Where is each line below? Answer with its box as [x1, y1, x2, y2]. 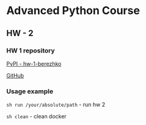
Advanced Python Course [6, 4, 141, 18]
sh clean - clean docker [6, 113, 67, 120]
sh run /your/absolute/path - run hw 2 [6, 101, 106, 109]
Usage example [6, 87, 54, 95]
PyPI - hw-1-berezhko [6, 60, 62, 67]
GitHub [6, 71, 24, 79]
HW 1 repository [6, 46, 55, 55]
